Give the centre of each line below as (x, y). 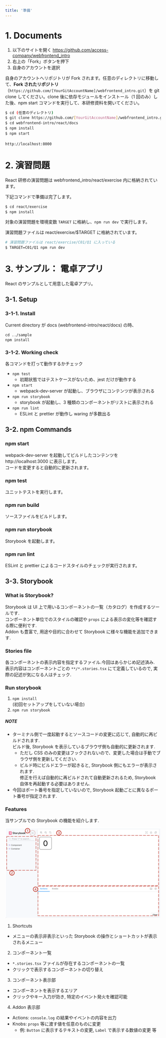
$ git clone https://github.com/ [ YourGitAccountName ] (62, 118)
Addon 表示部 (26, 1007)
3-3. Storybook (29, 581)
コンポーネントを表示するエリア (45, 990)
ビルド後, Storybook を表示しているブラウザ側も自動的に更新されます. (84, 747)
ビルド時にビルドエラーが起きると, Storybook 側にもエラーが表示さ (88, 765)
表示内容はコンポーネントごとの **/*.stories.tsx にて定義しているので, (79, 668)
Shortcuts (22, 926)
